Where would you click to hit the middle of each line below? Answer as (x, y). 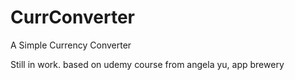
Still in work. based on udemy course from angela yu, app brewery (147, 64)
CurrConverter (72, 17)
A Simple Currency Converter (71, 45)
